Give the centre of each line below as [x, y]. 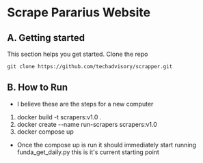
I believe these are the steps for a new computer [85, 104]
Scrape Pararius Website [79, 13]
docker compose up [45, 132]
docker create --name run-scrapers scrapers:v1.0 [87, 124]
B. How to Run [38, 88]
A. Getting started [46, 38]
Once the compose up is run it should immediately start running [107, 145]
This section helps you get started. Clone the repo [78, 54]
